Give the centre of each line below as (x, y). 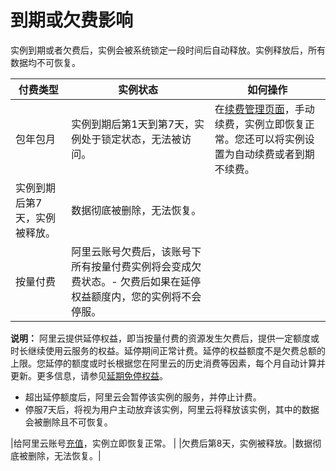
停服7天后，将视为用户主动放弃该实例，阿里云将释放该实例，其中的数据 (172, 409)
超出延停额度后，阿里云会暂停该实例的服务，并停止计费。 (143, 397)
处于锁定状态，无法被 (131, 139)
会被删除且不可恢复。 (68, 422)
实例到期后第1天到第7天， (133, 124)
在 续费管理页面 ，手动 (264, 109)
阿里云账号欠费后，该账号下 (136, 251)
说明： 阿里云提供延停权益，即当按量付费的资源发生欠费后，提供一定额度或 (165, 338)
